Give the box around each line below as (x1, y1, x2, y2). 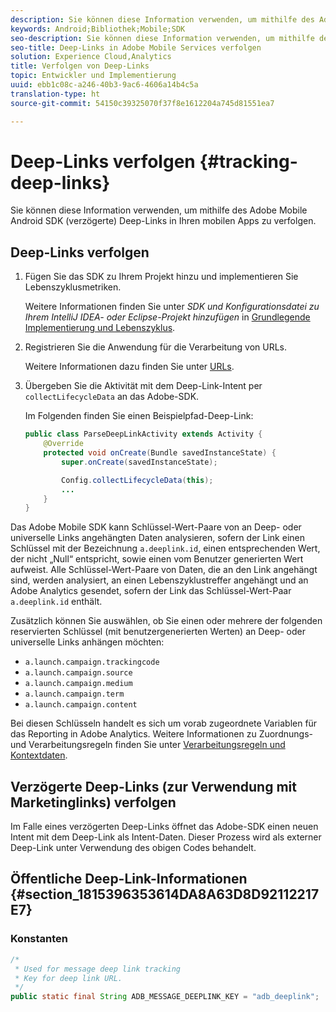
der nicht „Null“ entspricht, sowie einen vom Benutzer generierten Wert (10, 553, 304, 565)
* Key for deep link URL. (14, 973, 123, 983)
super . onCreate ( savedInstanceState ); (61, 457, 218, 467)
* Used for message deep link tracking (14, 964, 182, 974)
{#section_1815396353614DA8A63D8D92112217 (10, 886, 320, 903)
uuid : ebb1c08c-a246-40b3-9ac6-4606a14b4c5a (10, 80, 199, 90)
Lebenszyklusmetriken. (24, 281, 122, 293)
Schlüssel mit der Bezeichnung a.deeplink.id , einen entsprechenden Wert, (10, 542, 321, 555)
